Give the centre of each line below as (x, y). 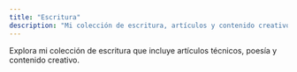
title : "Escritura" (45, 17)
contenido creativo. (45, 60)
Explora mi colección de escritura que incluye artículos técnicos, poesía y (143, 50)
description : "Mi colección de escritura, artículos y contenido (132, 25)
